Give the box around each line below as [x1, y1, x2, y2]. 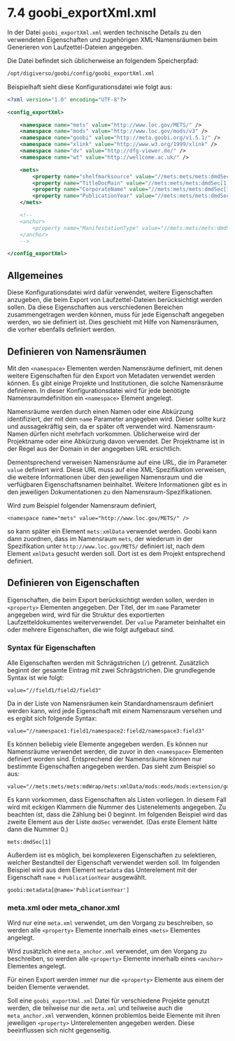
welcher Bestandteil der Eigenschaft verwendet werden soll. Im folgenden [7, 859, 220, 867]
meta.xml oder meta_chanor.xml [7, 903, 120, 912]
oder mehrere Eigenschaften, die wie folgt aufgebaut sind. [7, 625, 175, 633]
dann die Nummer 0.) [7, 825, 69, 833]
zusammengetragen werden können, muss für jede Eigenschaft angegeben [7, 310, 225, 319]
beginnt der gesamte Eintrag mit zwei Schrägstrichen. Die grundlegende [7, 666, 215, 675]
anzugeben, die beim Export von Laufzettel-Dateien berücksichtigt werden [7, 296, 222, 304]
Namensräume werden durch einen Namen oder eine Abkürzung [7, 407, 194, 415]
